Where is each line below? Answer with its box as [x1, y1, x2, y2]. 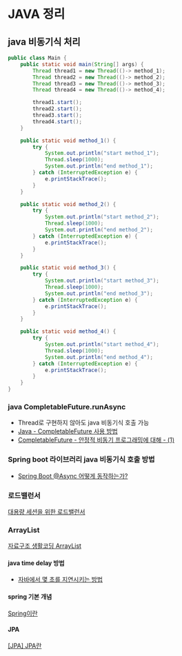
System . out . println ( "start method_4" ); [44, 341, 159, 348]
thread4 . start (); [32, 118, 82, 125]
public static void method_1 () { [20, 137, 117, 144]
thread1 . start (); [32, 99, 82, 106]
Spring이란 [8, 609, 38, 617]
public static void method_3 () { [20, 265, 117, 271]
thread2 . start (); [32, 105, 82, 112]
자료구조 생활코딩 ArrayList [8, 542, 82, 550]
